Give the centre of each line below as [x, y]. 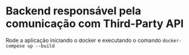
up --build [41, 46]
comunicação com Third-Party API [95, 24]
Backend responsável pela [74, 11]
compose [15, 46]
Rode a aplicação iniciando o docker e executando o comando [84, 40]
